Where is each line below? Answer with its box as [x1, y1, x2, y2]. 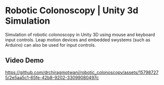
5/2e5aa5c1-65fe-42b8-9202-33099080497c [5, 74, 99, 81]
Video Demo [5, 57, 44, 65]
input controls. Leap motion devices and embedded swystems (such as [5, 37, 151, 43]
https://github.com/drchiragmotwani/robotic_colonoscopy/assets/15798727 [5, 69, 159, 75]
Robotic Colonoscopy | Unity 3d [5, 5, 138, 16]
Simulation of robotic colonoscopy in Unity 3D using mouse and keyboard [5, 31, 156, 37]
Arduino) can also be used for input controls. [5, 42, 96, 48]
